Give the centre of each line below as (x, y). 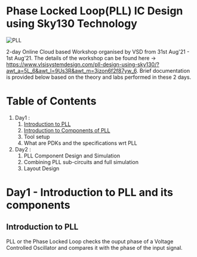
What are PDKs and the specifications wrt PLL (80, 143)
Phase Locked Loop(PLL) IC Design (95, 11)
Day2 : (23, 149)
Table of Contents (51, 101)
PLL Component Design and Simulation (72, 156)
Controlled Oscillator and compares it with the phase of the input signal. (95, 247)
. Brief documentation (163, 70)
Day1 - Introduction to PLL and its (90, 193)
